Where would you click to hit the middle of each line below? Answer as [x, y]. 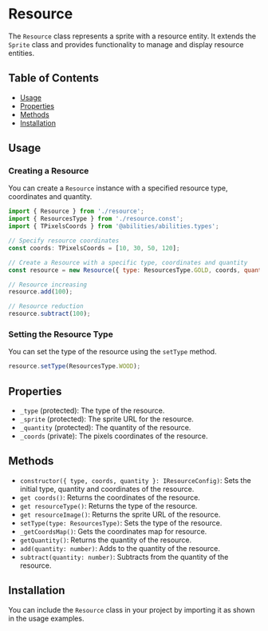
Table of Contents [54, 78]
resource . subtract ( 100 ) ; [49, 314]
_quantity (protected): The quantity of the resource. [105, 428]
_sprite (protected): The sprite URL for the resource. [106, 419]
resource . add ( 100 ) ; [41, 292]
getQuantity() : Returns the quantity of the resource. [106, 540]
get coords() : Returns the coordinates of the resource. [110, 497]
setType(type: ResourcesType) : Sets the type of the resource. [121, 523]
